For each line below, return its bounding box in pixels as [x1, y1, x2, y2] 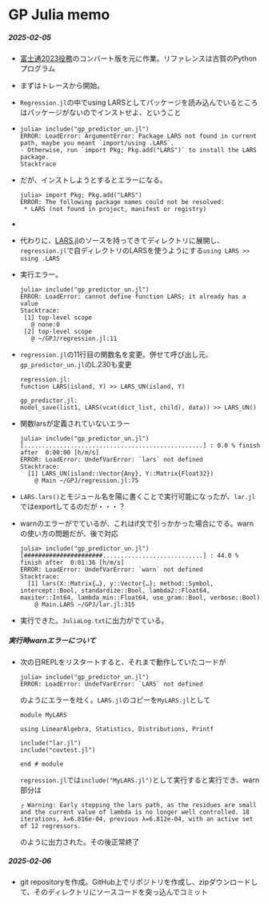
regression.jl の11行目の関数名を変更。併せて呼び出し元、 [19, 350, 214, 359]
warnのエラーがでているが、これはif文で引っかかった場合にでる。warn [19, 518, 254, 529]
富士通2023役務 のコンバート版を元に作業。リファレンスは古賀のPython [19, 54, 258, 63]
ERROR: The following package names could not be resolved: [19, 198, 225, 206]
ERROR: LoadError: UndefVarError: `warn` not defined [19, 566, 203, 574]
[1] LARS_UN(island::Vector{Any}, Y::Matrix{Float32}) [27, 470, 214, 478]
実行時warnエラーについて [8, 635, 96, 645]
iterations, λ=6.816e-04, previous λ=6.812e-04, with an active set [19, 815, 254, 823]
